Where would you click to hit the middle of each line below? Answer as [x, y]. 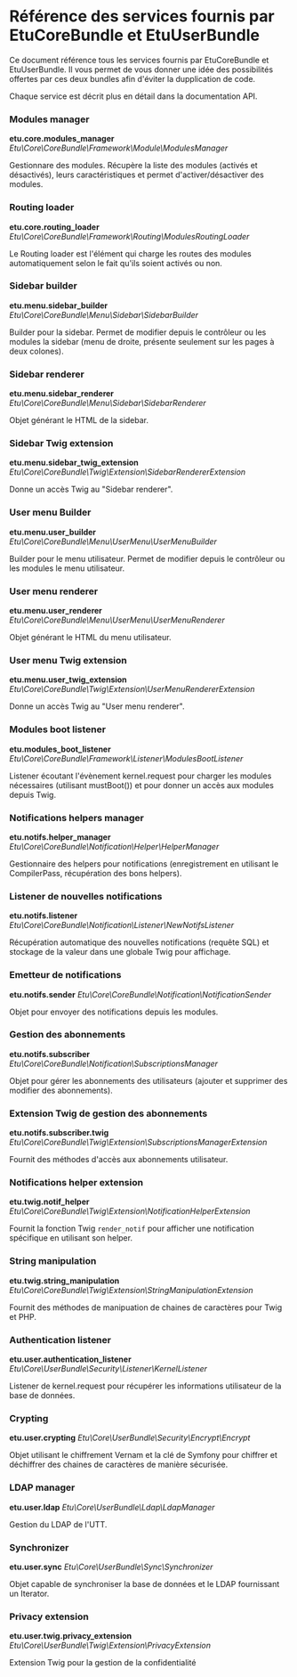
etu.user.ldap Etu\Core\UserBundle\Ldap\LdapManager [112, 1507]
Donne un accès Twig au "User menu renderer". [97, 706]
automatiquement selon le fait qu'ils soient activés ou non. [116, 263]
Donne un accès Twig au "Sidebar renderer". [91, 489]
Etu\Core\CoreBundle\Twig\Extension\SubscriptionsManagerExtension [138, 1143]
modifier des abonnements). [61, 1090]
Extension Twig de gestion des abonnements [108, 1113]
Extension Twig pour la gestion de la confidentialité [103, 1663]
